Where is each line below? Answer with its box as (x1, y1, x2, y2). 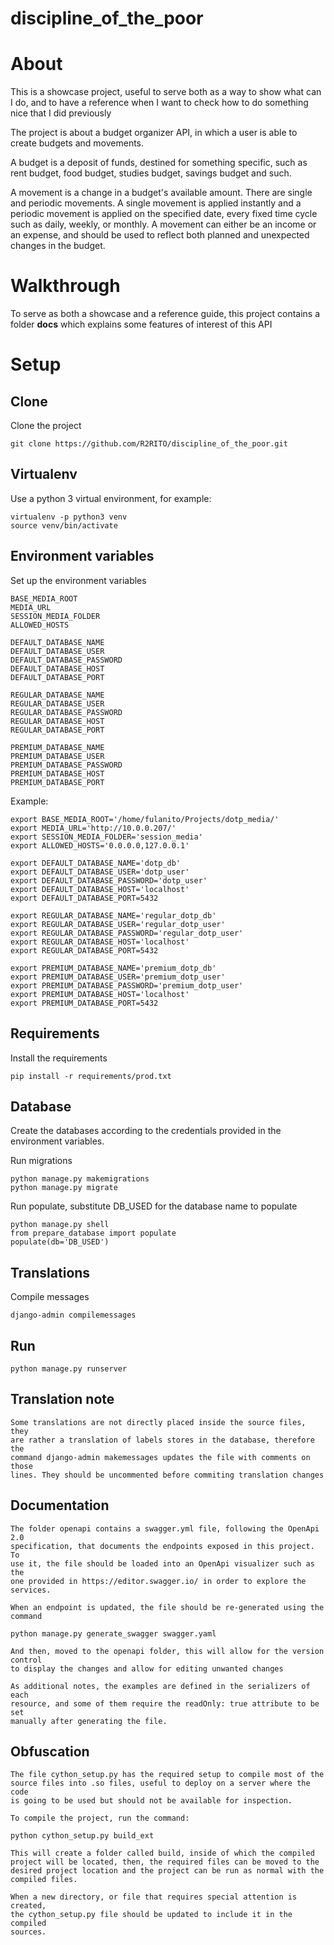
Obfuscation (10, 1743, 90, 1760)
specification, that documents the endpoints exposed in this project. (10, 1541, 315, 1551)
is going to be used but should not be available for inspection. (10, 1796, 293, 1806)
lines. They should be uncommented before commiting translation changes (10, 1470, 325, 1480)
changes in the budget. (10, 240, 106, 252)
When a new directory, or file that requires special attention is (10, 1892, 298, 1902)
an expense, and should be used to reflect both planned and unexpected (10, 229, 310, 241)
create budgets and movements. (10, 137, 145, 149)
